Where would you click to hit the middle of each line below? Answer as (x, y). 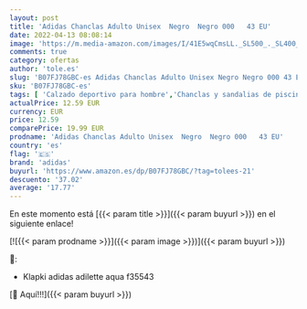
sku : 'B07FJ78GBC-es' (51, 86)
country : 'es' (37, 145)
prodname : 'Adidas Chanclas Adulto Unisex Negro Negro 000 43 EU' (147, 137)
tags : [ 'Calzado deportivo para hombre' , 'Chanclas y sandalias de (141, 94)
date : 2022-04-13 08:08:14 (61, 35)
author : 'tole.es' (44, 69)
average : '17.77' (42, 188)
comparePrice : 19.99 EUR (57, 129)
